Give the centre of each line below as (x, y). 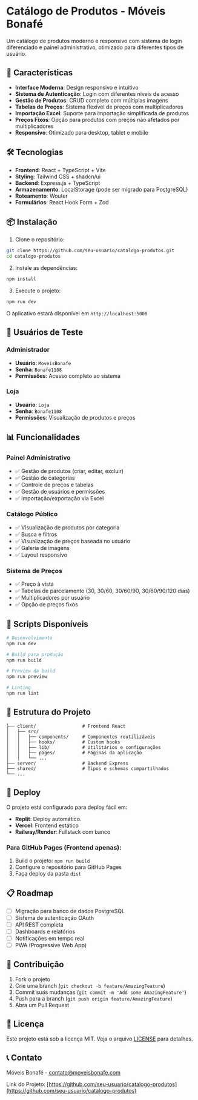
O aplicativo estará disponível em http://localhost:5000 (77, 313)
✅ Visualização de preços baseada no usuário (73, 541)
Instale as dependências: (46, 268)
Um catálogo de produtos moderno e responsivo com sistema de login (94, 41)
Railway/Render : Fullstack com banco (63, 831)
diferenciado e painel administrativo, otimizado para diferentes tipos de (95, 47)
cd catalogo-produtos (34, 257)
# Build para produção (35, 654)
